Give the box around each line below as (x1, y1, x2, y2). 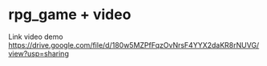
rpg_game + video (8, 6, 131, 24)
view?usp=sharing (8, 49, 70, 58)
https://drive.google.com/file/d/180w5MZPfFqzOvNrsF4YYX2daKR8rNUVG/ (8, 40, 260, 49)
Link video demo (8, 32, 63, 41)
